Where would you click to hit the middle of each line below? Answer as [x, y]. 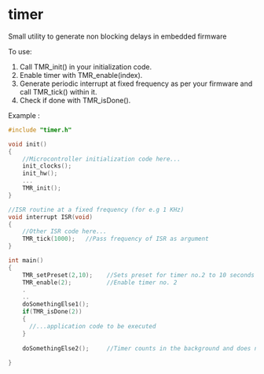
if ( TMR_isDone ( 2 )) [52, 312]
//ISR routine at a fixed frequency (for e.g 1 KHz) [96, 209]
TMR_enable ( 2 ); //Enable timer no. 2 [100, 282]
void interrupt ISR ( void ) [50, 217]
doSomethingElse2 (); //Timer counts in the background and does [137, 348]
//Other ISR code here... [65, 231]
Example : [24, 115]
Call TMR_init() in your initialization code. [86, 67]
